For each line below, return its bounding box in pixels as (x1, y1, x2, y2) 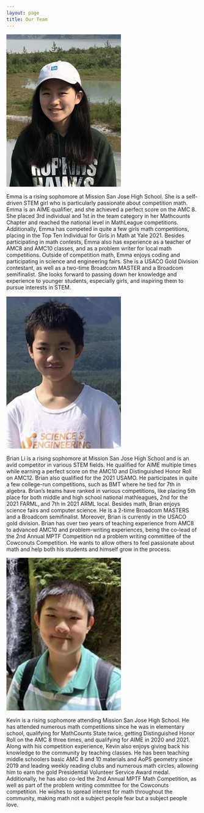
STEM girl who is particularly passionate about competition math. (23, 199, 188, 206)
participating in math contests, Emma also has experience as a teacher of (6, 238, 191, 246)
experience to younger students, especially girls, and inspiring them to (6, 277, 184, 284)
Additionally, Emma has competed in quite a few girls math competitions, (6, 225, 189, 232)
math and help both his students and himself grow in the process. (6, 545, 172, 553)
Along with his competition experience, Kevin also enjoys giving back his (6, 743, 189, 750)
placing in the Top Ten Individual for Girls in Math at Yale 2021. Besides (6, 232, 185, 239)
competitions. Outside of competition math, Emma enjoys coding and (6, 251, 180, 258)
